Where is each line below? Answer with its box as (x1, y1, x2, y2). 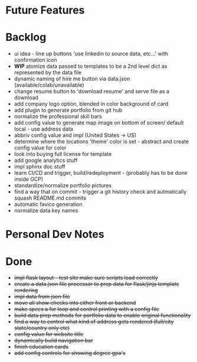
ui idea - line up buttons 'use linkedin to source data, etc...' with (14, 50, 169, 57)
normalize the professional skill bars (14, 113, 102, 120)
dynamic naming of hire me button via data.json (14, 75, 130, 83)
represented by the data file (14, 69, 82, 76)
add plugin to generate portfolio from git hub (14, 107, 123, 114)
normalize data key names (14, 207, 78, 214)
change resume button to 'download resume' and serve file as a (14, 88, 169, 95)
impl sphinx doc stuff (14, 163, 65, 170)
